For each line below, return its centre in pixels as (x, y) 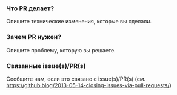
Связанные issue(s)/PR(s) (46, 66)
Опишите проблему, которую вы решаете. (61, 50)
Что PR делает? (30, 8)
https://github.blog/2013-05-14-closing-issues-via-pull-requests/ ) (89, 85)
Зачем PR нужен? (34, 37)
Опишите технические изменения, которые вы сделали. (79, 22)
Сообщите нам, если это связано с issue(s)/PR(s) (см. (76, 79)
